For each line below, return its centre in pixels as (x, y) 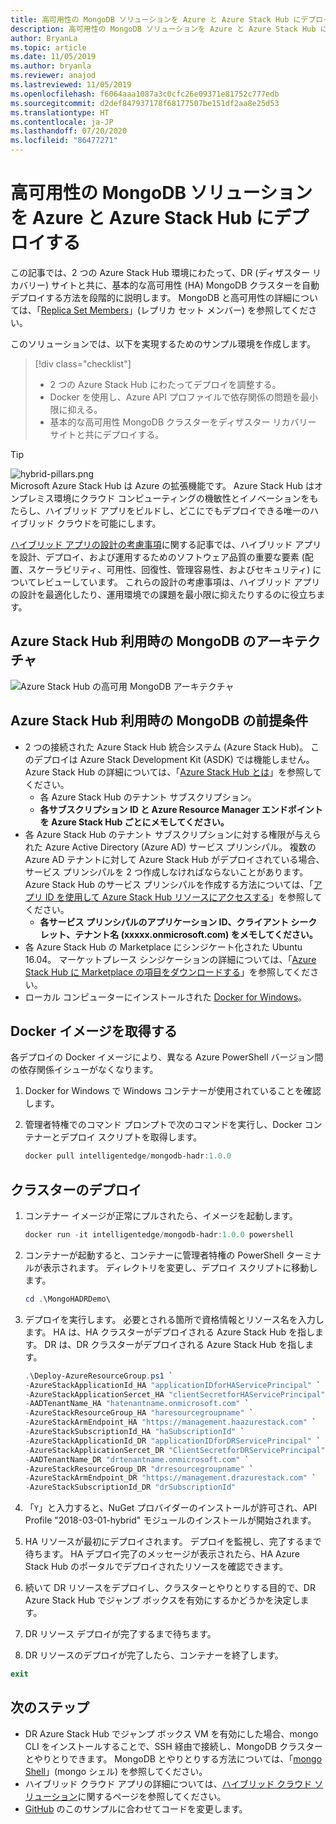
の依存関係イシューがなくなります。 (84, 1070)
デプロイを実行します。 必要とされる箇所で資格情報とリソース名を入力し (174, 1319)
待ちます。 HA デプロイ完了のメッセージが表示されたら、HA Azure (162, 1554)
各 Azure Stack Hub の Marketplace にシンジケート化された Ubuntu (163, 947)
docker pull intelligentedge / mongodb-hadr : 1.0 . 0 (128, 1156)
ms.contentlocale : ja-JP (62, 122)
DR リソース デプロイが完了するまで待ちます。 (120, 1634)
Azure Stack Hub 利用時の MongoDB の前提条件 (159, 721)
